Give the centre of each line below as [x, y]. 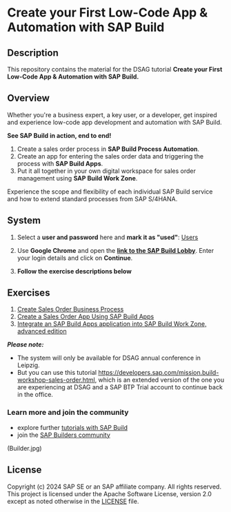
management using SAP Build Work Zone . [77, 178]
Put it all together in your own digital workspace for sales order [107, 171]
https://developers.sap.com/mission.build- [159, 373]
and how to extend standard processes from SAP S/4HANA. [92, 198]
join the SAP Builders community [63, 435]
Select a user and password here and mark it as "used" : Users [108, 237]
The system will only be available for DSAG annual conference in [109, 358]
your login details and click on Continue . [75, 258]
